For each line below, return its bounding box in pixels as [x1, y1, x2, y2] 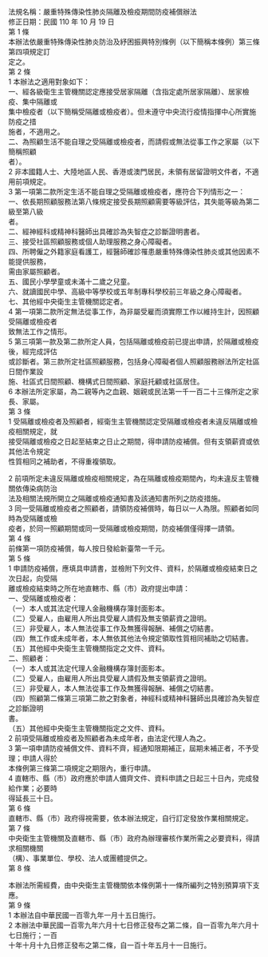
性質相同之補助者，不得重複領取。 [8, 457, 120, 466]
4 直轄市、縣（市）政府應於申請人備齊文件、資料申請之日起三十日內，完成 [8, 774, 253, 783]
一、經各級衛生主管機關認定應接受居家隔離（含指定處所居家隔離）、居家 [8, 87, 242, 96]
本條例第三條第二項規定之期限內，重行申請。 [8, 764, 156, 773]
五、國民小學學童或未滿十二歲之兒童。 [8, 277, 134, 286]
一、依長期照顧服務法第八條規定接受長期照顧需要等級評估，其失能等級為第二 [8, 197, 260, 206]
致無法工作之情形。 [8, 327, 72, 336]
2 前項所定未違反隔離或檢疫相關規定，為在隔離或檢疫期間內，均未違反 [8, 474, 238, 483]
